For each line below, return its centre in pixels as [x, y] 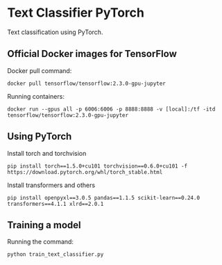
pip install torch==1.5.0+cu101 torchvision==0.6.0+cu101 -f [97, 166]
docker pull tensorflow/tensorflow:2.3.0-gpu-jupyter [87, 83]
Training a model [44, 225]
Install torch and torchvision [47, 153]
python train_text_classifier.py [55, 255]
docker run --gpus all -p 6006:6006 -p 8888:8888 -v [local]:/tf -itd [111, 109]
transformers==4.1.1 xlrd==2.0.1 [55, 204]
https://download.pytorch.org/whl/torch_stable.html [85, 172]
